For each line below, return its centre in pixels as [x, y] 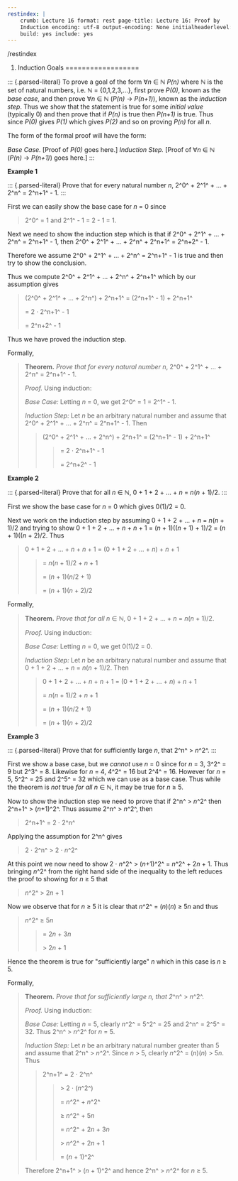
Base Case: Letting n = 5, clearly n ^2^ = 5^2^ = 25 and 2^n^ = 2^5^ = [125, 1024]
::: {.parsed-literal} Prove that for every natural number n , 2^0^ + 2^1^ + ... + [118, 185]
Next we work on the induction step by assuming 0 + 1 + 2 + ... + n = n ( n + [116, 521]
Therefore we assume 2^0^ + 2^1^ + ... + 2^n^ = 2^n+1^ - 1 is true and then [115, 256]
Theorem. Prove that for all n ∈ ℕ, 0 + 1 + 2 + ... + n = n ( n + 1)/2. [119, 619]
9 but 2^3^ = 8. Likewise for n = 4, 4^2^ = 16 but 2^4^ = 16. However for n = [117, 772]
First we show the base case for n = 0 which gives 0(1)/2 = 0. [97, 507]
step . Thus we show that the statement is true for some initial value [106, 107]
